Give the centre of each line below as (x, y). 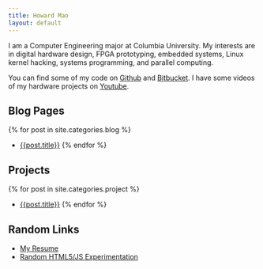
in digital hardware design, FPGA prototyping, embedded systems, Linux (126, 54)
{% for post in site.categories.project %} (74, 189)
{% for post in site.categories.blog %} (70, 130)
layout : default (35, 23)
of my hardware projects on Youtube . (69, 86)
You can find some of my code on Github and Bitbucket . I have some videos (131, 78)
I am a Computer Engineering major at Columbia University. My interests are (131, 45)
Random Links (44, 229)
